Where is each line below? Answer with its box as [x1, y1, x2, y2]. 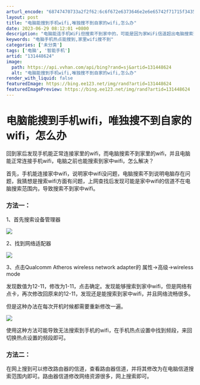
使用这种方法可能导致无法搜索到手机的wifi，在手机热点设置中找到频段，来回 [6, 327, 192, 334]
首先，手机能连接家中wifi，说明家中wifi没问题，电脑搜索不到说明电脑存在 [6, 170, 186, 177]
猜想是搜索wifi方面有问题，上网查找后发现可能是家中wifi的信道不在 [21, 177, 186, 184]
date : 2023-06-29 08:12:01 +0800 [6, 25, 89, 32]
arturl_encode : [6, 8, 44, 15]
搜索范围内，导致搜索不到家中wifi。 [11, 184, 99, 192]
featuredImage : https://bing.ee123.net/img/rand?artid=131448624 [6, 81, 171, 87]
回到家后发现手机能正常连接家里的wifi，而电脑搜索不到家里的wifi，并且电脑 [6, 150, 190, 157]
